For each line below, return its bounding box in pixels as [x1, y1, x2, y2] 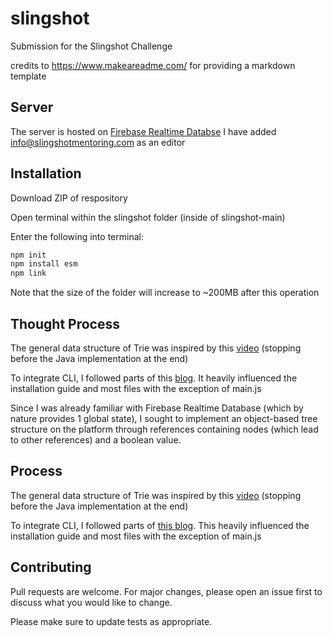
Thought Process [10, 315, 120, 332]
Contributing [10, 559, 92, 576]
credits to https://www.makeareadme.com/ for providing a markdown [10, 59, 296, 71]
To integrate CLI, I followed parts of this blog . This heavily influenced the [10, 519, 310, 531]
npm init [10, 250, 47, 260]
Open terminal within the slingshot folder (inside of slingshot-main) [10, 211, 286, 223]
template [10, 70, 47, 82]
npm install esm [10, 259, 78, 269]
